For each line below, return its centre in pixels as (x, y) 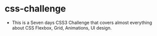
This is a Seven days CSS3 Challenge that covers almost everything (82, 22)
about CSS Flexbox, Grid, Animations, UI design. (62, 27)
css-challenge (35, 9)
